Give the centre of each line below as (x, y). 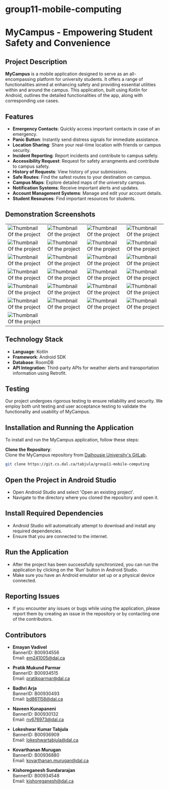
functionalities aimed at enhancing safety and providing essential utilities (80, 85)
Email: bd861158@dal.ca (38, 699)
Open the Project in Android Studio (61, 480)
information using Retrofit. (39, 373)
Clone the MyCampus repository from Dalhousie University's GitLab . (76, 455)
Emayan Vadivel (30, 647)
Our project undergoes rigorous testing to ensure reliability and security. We (84, 401)
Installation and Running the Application (70, 428)
